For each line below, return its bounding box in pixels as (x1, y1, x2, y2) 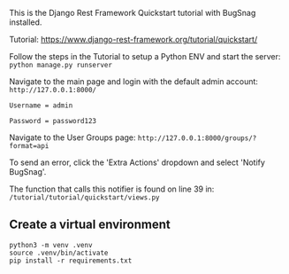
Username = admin (9, 101, 73, 110)
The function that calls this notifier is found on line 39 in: (9, 184, 215, 194)
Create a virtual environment (9, 217, 171, 232)
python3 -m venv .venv (9, 240, 93, 249)
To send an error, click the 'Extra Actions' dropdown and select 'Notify (9, 157, 265, 168)
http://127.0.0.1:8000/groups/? (137, 134, 257, 143)
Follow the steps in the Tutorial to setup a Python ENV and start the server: (9, 51, 281, 61)
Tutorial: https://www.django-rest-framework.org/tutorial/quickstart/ (9, 35, 258, 44)
